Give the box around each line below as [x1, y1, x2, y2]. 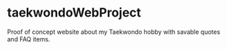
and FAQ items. [7, 35, 50, 43]
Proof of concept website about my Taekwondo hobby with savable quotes [7, 28, 221, 36]
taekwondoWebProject [7, 5, 141, 21]
